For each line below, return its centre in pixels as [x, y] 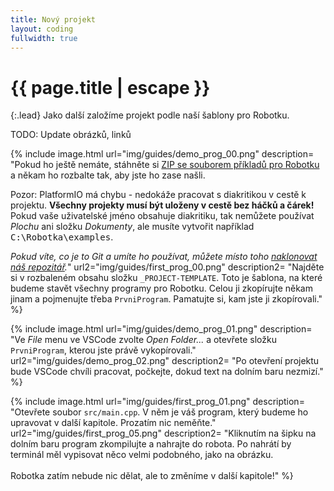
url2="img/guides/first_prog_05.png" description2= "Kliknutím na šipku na [163, 433]
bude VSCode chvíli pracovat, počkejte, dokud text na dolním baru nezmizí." [167, 372]
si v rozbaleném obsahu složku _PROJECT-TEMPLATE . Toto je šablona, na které [166, 278]
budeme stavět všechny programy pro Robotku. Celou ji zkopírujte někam [161, 288]
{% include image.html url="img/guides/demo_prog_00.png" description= [162, 154]
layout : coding [42, 29]
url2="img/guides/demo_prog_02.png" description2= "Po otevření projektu [165, 361]
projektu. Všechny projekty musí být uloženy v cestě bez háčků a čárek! [162, 205]
